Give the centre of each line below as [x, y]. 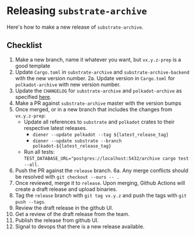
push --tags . [30, 201]
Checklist [25, 45]
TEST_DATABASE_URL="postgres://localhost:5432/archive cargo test [106, 158]
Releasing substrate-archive [77, 11]
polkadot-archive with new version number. [68, 84]
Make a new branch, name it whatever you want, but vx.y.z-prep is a [98, 59]
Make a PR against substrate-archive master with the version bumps [98, 103]
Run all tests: [39, 152]
